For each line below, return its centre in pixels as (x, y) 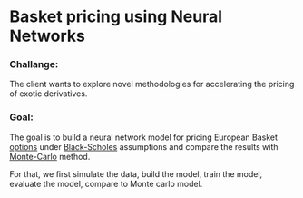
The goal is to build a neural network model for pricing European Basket (144, 137)
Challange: (34, 64)
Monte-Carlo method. (50, 156)
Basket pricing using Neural (116, 17)
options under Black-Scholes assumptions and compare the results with (144, 146)
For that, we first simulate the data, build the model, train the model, (136, 173)
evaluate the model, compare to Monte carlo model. (106, 183)
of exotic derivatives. (49, 94)
